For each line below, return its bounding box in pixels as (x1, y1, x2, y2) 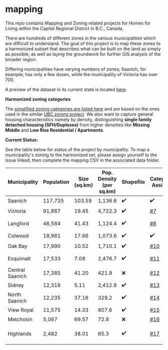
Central (7, 266, 25, 273)
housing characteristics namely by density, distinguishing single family (5, 116, 152, 122)
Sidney (7, 282, 24, 289)
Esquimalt (7, 255, 31, 262)
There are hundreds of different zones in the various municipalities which (5, 35, 156, 41)
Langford (7, 220, 29, 227)
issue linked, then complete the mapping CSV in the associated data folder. (5, 157, 160, 163)
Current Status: (5, 137, 38, 143)
